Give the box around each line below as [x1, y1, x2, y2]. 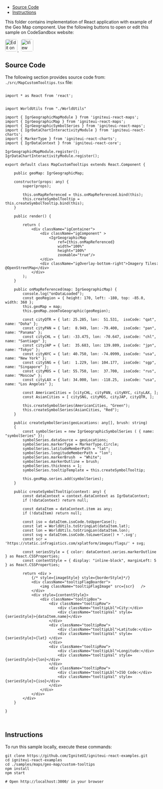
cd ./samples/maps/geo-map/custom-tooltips [5, 762, 95, 767]
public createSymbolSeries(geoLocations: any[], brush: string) [14, 420, 148, 425]
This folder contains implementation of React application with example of [5, 19, 153, 25]
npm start [5, 770, 25, 775]
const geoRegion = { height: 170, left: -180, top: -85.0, [23, 295, 146, 301]
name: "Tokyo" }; [5, 347, 41, 352]
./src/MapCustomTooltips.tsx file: [5, 79, 73, 85]
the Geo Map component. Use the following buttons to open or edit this [5, 24, 149, 30]
